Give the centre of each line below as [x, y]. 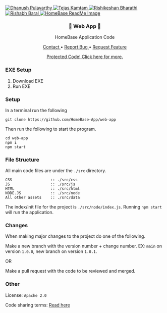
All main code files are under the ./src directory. [56, 171]
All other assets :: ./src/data [43, 198]
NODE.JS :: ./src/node [43, 193]
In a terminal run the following [36, 110]
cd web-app [17, 138]
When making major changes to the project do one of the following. [75, 236]
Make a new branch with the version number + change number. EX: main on [84, 246]
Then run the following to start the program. [51, 129]
